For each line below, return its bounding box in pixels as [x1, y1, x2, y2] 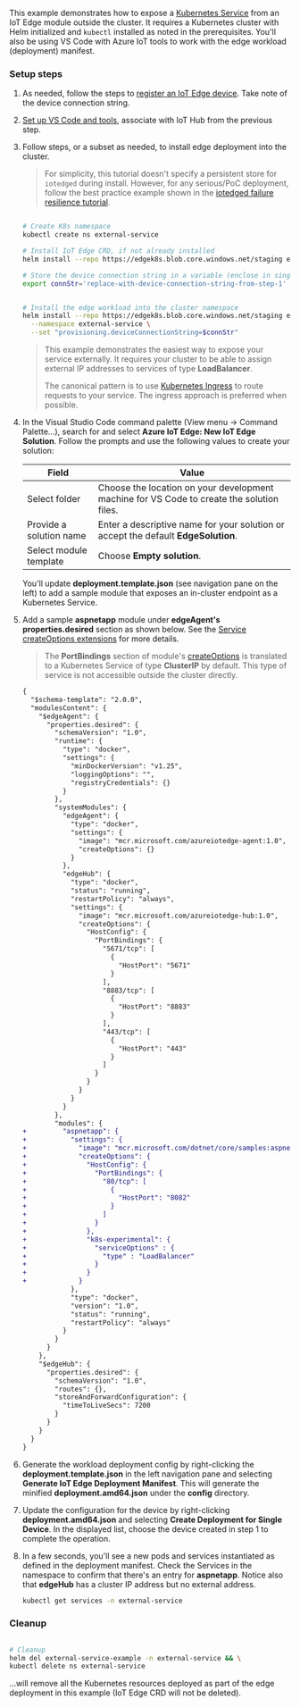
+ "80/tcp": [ [21, 1176, 147, 1186]
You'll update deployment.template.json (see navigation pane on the [21, 578, 279, 589]
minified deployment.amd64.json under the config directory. [21, 1487, 250, 1498]
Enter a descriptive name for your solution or [97, 518, 286, 531]
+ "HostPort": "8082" [21, 1193, 191, 1202]
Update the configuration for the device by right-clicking [21, 1504, 230, 1515]
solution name [26, 530, 87, 542]
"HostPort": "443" [118, 1044, 187, 1053]
